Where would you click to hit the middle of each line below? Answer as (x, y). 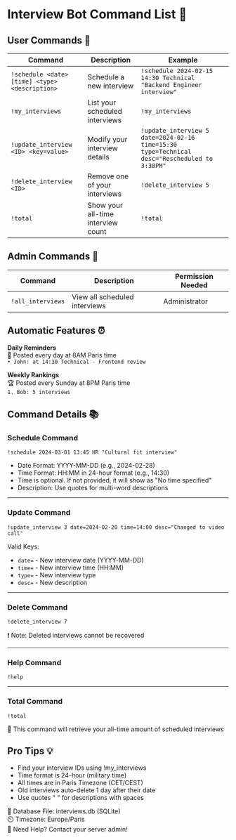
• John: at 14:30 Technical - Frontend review (77, 362)
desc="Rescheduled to (177, 158)
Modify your (107, 139)
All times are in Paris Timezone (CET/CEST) (80, 783)
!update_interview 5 (175, 130)
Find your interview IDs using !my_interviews (82, 768)
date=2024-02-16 (168, 137)
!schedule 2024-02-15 (177, 71)
